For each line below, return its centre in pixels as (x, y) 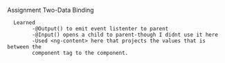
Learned (25, 23)
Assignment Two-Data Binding (51, 10)
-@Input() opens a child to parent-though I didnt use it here (125, 35)
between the (24, 47)
